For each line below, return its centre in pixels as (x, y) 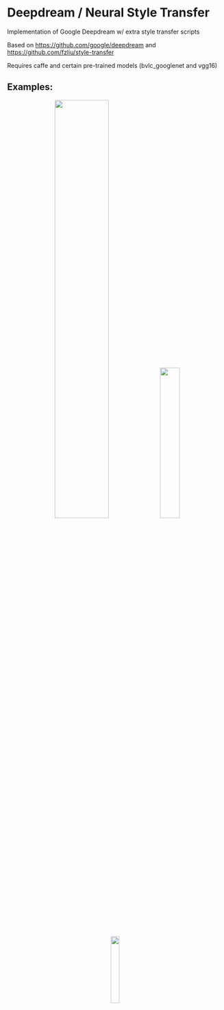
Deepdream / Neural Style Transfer (109, 13)
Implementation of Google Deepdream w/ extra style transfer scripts (103, 32)
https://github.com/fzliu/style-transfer (61, 52)
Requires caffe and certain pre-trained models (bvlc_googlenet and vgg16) (112, 65)
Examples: (30, 87)
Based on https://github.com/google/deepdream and (82, 45)
